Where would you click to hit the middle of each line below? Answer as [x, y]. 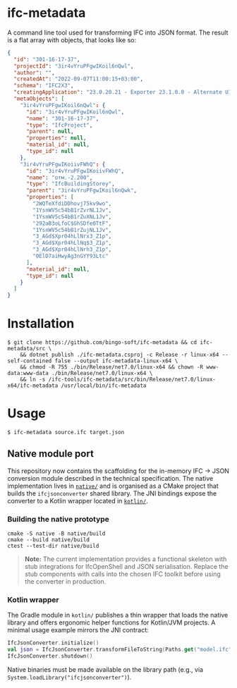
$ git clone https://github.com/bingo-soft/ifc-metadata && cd [102, 343]
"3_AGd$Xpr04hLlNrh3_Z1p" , [72, 250]
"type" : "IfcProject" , [59, 125]
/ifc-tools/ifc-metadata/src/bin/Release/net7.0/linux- [132, 380]
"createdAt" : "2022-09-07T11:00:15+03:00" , [78, 79]
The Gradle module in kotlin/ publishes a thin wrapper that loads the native [118, 615]
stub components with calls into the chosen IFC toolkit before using [122, 574]
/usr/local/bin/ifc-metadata [104, 386]
